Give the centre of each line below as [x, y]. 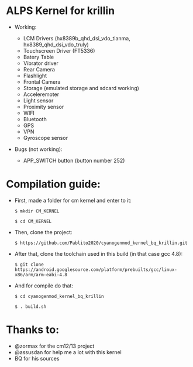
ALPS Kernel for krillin [61, 11]
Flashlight [35, 76]
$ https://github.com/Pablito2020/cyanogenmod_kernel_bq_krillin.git [101, 243]
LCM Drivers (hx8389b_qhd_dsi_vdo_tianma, [77, 38]
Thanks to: [33, 330]
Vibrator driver [41, 63]
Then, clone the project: [43, 232]
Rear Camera [39, 69]
